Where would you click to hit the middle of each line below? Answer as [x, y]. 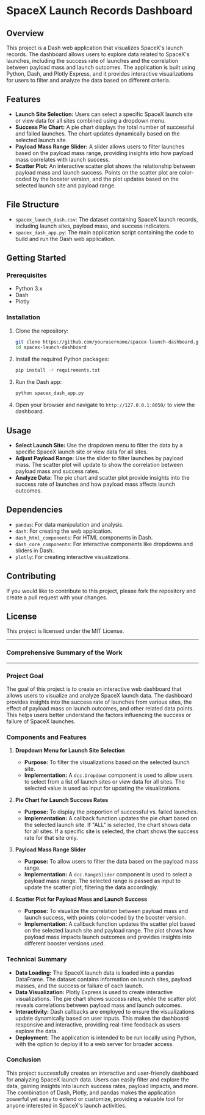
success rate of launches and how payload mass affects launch [95, 484]
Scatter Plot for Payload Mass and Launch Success [81, 899]
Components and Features [47, 737]
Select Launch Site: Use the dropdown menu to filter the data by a [99, 445]
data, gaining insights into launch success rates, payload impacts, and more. [103, 1086]
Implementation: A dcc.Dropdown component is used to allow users [109, 775]
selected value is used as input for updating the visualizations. [103, 788]
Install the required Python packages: [62, 359]
